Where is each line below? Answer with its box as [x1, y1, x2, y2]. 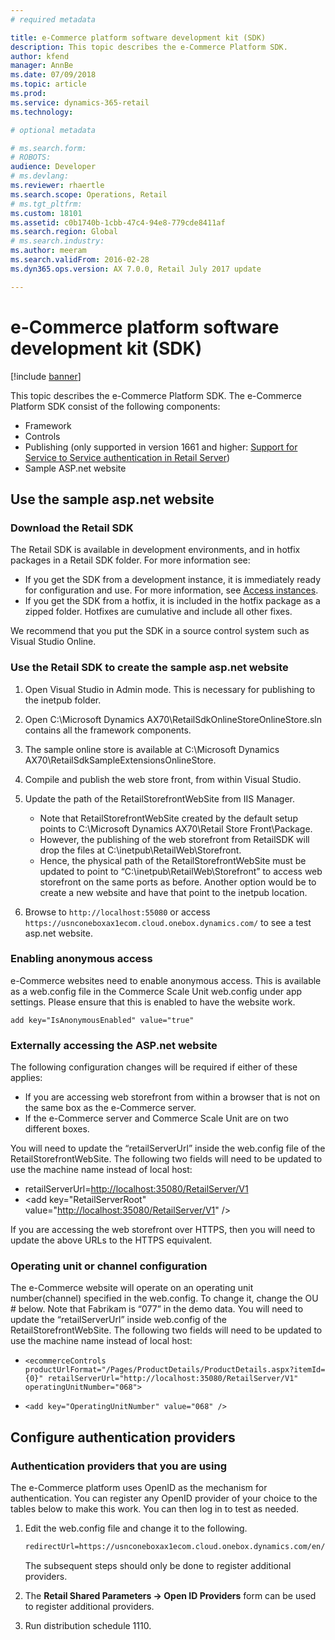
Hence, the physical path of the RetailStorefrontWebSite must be [39, 854, 307, 866]
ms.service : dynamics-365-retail [10, 97, 150, 108]
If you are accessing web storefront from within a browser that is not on [24, 1091, 321, 1103]
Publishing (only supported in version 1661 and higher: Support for [24, 441, 298, 453]
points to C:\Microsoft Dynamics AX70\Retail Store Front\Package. [39, 822, 313, 835]
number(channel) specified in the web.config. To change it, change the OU [10, 1292, 319, 1305]
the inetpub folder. [24, 694, 102, 706]
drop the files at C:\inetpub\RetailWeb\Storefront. [39, 844, 242, 856]
